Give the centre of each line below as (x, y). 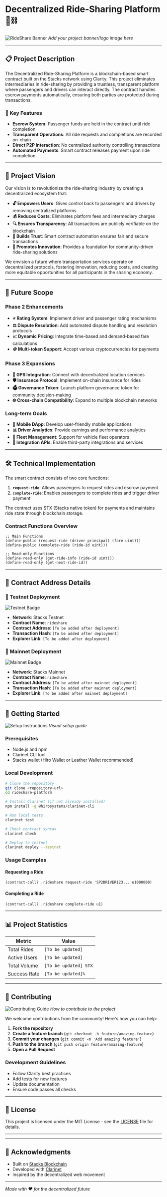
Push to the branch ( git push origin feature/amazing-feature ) (78, 1044)
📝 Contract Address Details (48, 583)
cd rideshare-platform (29, 793)
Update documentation (36, 1084)
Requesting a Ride (24, 872)
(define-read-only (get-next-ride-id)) (46, 563)
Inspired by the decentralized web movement (59, 1175)
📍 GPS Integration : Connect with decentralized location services (79, 374)
